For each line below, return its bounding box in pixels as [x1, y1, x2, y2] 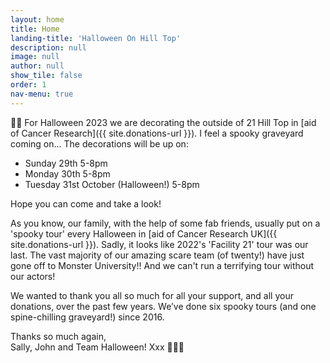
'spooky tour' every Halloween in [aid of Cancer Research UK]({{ [10, 227, 278, 240]
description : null [10, 42, 87, 53]
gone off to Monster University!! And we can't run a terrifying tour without [10, 259, 315, 271]
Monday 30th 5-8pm [24, 167, 111, 180]
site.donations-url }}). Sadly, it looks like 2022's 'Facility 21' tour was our [10, 238, 309, 250]
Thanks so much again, [10, 330, 107, 342]
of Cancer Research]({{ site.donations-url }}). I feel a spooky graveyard [10, 127, 304, 139]
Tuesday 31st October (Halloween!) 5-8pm [24, 178, 200, 190]
